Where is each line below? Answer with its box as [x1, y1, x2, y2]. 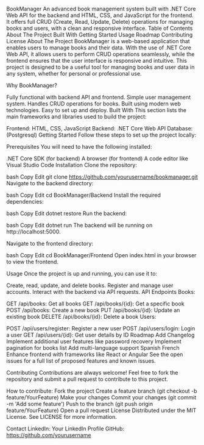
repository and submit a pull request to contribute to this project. [6, 376, 169, 383]
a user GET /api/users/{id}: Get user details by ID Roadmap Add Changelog [6, 332, 195, 338]
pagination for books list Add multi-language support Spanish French [6, 344, 180, 351]
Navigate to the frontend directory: [6, 240, 93, 247]
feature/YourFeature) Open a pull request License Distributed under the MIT [6, 407, 197, 414]
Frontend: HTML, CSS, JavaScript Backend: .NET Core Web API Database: [6, 125, 193, 132]
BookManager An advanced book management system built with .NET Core [6, 5, 196, 12]
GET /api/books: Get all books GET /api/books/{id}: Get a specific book [6, 300, 185, 307]
